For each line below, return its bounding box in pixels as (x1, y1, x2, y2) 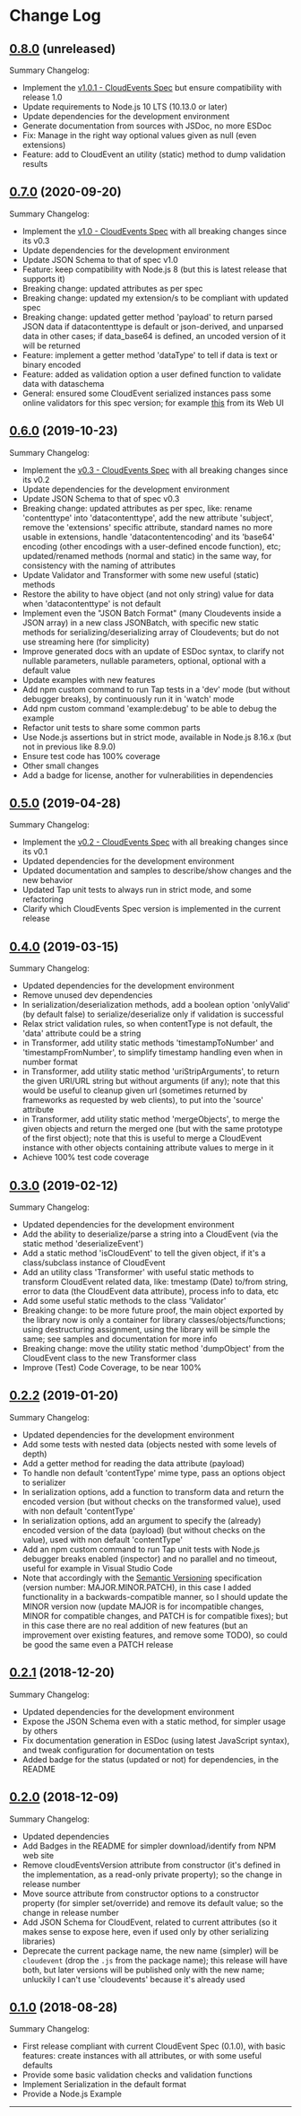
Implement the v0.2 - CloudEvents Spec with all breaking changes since (21, 836, 288, 848)
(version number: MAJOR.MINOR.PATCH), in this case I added (21, 1581, 252, 1593)
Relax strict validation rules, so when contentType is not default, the (21, 1019, 273, 1029)
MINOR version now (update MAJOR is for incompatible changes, (21, 1601, 264, 1612)
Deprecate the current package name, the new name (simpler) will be (21, 1945, 279, 1956)
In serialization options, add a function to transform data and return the (21, 1486, 285, 1497)
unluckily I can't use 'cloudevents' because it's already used (21, 1973, 245, 1984)
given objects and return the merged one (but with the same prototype (21, 1124, 283, 1134)
